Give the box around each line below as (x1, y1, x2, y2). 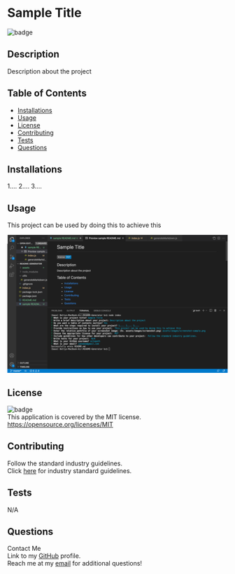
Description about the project (7, 67, 92, 75)
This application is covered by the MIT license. (7, 413, 141, 421)
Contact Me (7, 545, 41, 553)
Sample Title (7, 5, 82, 21)
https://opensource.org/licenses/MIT (7, 421, 113, 428)
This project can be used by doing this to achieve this (7, 221, 162, 229)
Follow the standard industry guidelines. (7, 459, 122, 467)
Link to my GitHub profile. (7, 552, 81, 560)
